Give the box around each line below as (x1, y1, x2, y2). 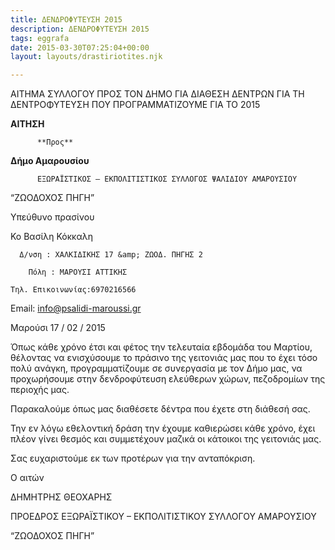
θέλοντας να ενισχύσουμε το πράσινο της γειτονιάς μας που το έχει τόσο (10, 352, 318, 364)
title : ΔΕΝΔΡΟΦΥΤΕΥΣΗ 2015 (10, 14, 123, 25)
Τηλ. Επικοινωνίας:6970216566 (10, 285, 137, 295)
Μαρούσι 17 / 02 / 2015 (10, 322, 106, 334)
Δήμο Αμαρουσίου (10, 155, 90, 167)
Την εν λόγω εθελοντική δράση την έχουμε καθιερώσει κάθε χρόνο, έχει (10, 422, 316, 435)
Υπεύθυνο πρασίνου (10, 211, 95, 223)
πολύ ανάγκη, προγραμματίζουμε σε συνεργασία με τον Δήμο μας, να (10, 362, 303, 375)
